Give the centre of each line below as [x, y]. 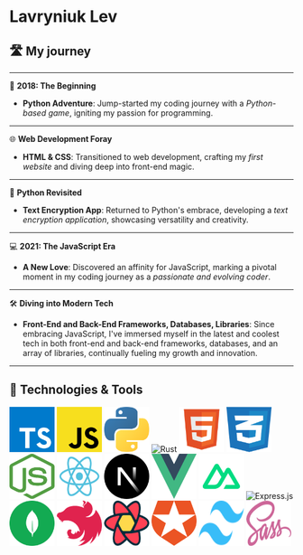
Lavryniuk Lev [64, 17]
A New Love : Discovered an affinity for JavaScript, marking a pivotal [149, 267]
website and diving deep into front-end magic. [109, 166]
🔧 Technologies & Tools [76, 390]
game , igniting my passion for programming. [131, 113]
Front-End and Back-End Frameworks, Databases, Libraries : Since [148, 324]
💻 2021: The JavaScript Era [62, 246]
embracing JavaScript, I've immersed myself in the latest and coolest [151, 334]
